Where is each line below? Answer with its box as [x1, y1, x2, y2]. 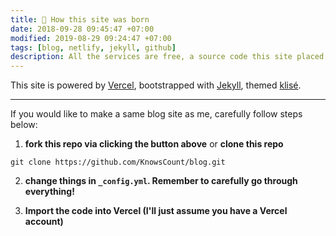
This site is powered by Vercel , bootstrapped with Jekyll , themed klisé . [10, 79, 302, 91]
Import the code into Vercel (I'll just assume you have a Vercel [24, 205, 288, 217]
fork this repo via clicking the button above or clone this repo [24, 138, 284, 150]
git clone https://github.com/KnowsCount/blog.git [10, 157, 226, 168]
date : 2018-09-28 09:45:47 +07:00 [10, 24, 155, 34]
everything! [24, 186, 75, 198]
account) [24, 216, 64, 228]
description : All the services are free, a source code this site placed [10, 52, 325, 62]
